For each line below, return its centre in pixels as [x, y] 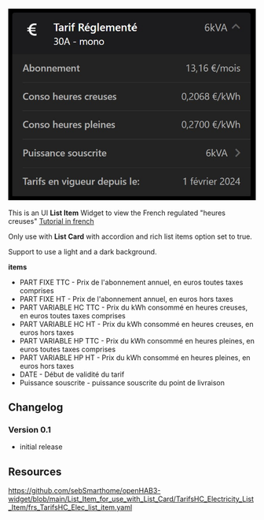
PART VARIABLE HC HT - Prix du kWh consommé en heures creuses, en [136, 324]
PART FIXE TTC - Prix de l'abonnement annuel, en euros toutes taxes [131, 282]
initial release [41, 447]
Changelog [36, 408]
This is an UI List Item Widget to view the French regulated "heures [117, 213]
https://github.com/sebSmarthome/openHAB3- [84, 491]
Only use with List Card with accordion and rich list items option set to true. [130, 236]
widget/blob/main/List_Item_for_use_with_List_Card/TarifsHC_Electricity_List [131, 499]
